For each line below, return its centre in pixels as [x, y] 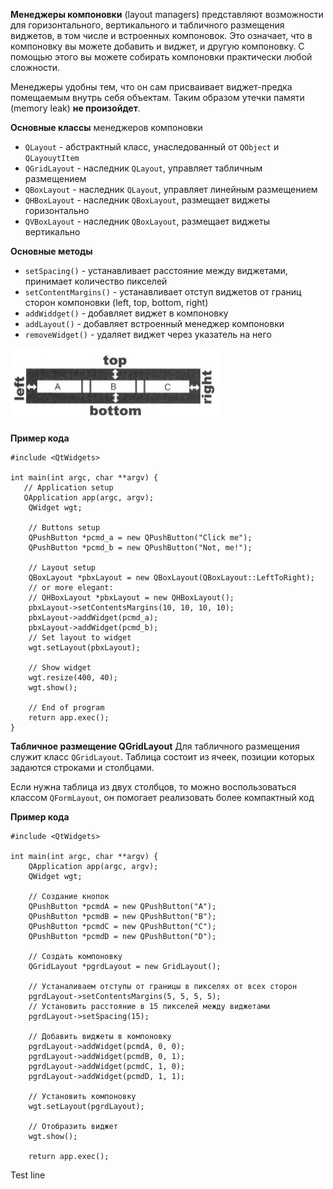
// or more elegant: [71, 588]
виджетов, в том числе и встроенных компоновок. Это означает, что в [161, 35]
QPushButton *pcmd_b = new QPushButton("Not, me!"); [140, 548]
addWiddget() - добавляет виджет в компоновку [126, 313]
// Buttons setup [64, 528]
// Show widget [60, 668]
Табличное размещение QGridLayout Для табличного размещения [155, 746]
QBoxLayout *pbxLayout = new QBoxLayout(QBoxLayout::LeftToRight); [171, 578]
